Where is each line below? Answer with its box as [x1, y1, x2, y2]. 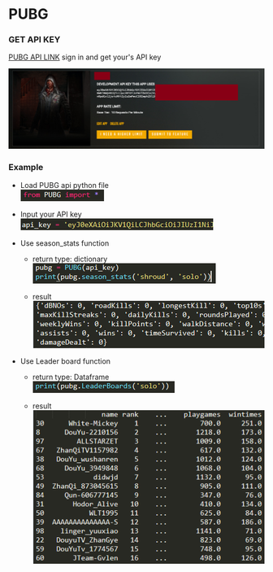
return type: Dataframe [32, 372, 110, 382]
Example [8, 162, 44, 173]
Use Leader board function [19, 356, 111, 366]
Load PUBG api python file [19, 180, 110, 190]
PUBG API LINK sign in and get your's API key [8, 52, 162, 62]
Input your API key [19, 209, 83, 219]
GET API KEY [8, 34, 61, 46]
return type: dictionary [32, 254, 108, 264]
